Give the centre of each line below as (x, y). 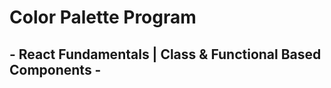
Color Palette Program (103, 17)
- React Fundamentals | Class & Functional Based (165, 54)
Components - (55, 69)
